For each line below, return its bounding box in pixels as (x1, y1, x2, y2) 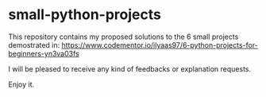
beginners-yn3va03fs (8, 48, 79, 58)
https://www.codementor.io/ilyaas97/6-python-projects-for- (61, 40, 258, 49)
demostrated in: (8, 40, 60, 49)
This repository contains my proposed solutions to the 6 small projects (8, 32, 239, 41)
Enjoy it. (8, 80, 35, 89)
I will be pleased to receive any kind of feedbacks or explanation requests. (8, 64, 252, 73)
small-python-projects (8, 6, 161, 24)
